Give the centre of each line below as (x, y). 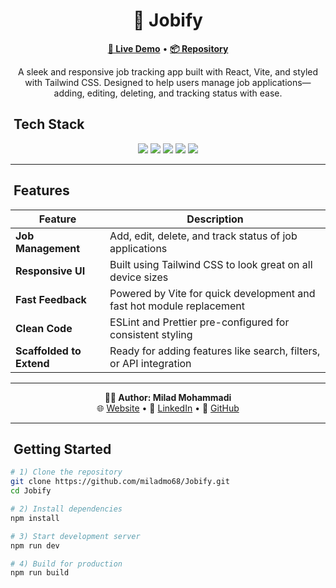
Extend (32, 363)
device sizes (139, 277)
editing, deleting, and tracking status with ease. (184, 93)
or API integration (150, 363)
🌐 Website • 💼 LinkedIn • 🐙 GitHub (168, 408)
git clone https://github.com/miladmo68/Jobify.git (120, 482)
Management (48, 248)
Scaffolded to (48, 351)
